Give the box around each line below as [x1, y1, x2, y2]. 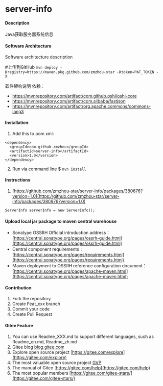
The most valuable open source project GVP [12, 360, 102, 365]
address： [90, 230, 111, 236]
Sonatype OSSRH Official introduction [12, 230, 89, 236]
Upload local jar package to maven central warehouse [5, 218, 116, 224]
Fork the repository [12, 296, 51, 302]
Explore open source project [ [12, 349, 72, 355]
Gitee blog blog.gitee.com [12, 344, 65, 350]
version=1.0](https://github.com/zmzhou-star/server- [12, 193, 120, 199]
